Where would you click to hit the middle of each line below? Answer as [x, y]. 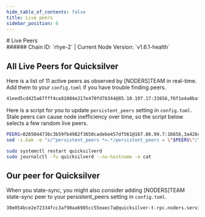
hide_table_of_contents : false [46, 12]
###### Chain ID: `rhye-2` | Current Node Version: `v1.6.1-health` [88, 47]
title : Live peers [30, 18]
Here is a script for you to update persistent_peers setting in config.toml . [99, 110]
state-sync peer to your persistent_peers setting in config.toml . [87, 197]
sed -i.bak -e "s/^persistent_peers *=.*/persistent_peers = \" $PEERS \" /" [103, 140]
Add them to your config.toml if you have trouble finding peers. [86, 87]
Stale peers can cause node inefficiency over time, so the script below [95, 117]
